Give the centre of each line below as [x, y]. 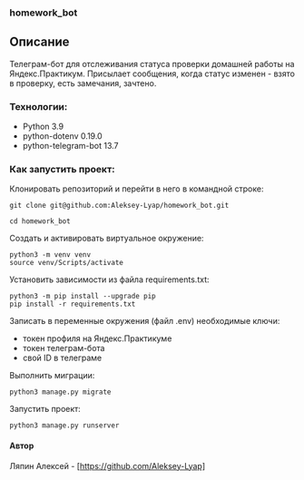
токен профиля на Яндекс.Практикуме [97, 338]
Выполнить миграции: [52, 376]
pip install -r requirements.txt [73, 304]
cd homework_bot [40, 221]
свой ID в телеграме [62, 358]
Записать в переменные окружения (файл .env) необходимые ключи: [145, 321]
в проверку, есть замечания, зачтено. [83, 83]
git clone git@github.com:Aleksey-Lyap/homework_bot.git [119, 206]
